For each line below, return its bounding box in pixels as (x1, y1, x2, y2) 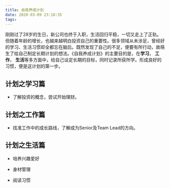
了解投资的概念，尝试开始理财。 (12, 94, 79, 100)
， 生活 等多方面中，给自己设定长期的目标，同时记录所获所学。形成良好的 (10, 57, 162, 63)
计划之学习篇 (5, 79, 46, 88)
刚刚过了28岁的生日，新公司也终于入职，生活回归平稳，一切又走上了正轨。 (5, 32, 162, 38)
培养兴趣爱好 (12, 155, 39, 162)
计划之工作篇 (5, 110, 46, 119)
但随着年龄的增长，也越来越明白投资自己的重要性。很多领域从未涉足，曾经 (5, 38, 160, 44)
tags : (5, 17, 17, 22)
